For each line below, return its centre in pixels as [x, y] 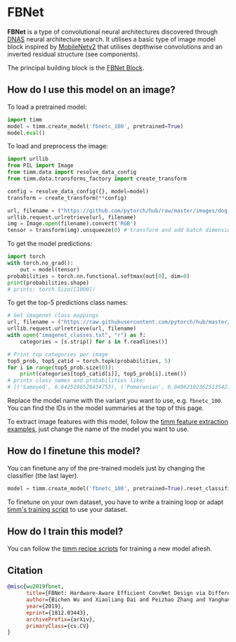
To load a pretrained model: [47, 107]
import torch [26, 257]
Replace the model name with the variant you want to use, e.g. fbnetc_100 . [115, 400]
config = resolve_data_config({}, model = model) [78, 191]
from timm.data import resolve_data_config [72, 172]
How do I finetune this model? [74, 451]
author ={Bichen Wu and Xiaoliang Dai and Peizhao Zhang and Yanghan [128, 600]
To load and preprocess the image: [58, 146]
